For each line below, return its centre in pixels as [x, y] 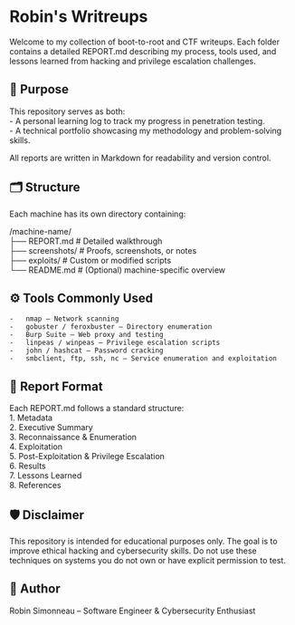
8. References [35, 486]
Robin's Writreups [79, 17]
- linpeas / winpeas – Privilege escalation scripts [115, 343]
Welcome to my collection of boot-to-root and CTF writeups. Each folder [145, 42]
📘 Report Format [56, 386]
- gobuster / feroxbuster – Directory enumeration [111, 327]
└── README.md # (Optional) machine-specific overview [118, 270]
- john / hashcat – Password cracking [87, 351]
